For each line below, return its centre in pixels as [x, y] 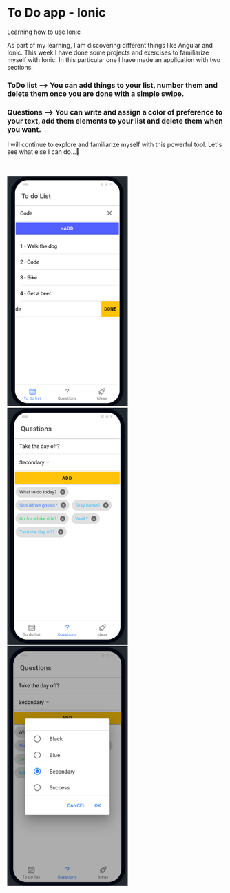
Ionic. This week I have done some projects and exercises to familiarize [108, 52]
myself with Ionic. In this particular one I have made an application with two [114, 59]
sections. [20, 67]
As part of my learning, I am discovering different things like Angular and [110, 45]
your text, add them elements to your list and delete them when [115, 121]
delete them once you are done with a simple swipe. [96, 93]
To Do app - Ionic [56, 13]
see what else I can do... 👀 [44, 152]
